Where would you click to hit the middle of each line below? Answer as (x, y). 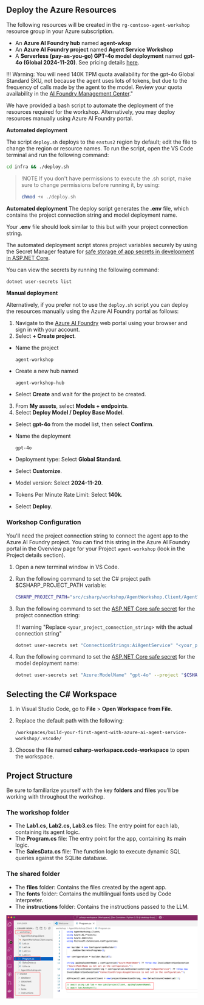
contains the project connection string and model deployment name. (92, 215)
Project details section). (36, 555)
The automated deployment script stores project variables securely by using (102, 245)
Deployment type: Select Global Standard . (68, 460)
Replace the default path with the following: (70, 721)
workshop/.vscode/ (38, 739)
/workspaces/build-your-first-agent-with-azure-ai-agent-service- (101, 733)
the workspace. (35, 757)
